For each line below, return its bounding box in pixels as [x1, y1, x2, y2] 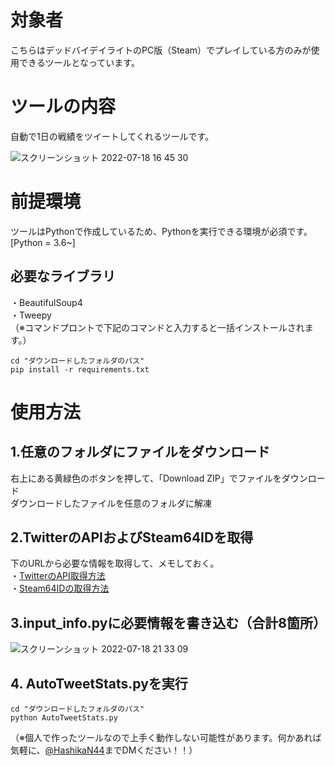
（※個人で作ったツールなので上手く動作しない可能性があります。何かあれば [10, 732, 322, 744]
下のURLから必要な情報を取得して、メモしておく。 [10, 557, 220, 570]
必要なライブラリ [10, 268, 116, 285]
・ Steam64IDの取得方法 [10, 582, 110, 595]
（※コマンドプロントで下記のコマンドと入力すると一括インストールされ [10, 321, 305, 333]
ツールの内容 [10, 96, 117, 118]
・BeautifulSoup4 [10, 296, 83, 308]
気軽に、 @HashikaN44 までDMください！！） [10, 744, 198, 756]
